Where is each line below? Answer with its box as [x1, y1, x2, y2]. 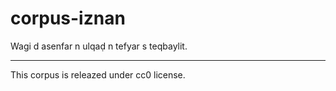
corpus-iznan [10, 7, 126, 30]
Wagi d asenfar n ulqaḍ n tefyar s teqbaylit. [10, 40, 188, 52]
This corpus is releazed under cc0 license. [10, 68, 186, 81]
